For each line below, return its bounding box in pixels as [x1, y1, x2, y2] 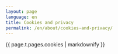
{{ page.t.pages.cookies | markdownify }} [5, 41, 106, 48]
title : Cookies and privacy [5, 19, 74, 25]
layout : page [5, 8, 37, 15]
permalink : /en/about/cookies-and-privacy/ [5, 25, 113, 31]
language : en [5, 14, 37, 20]
